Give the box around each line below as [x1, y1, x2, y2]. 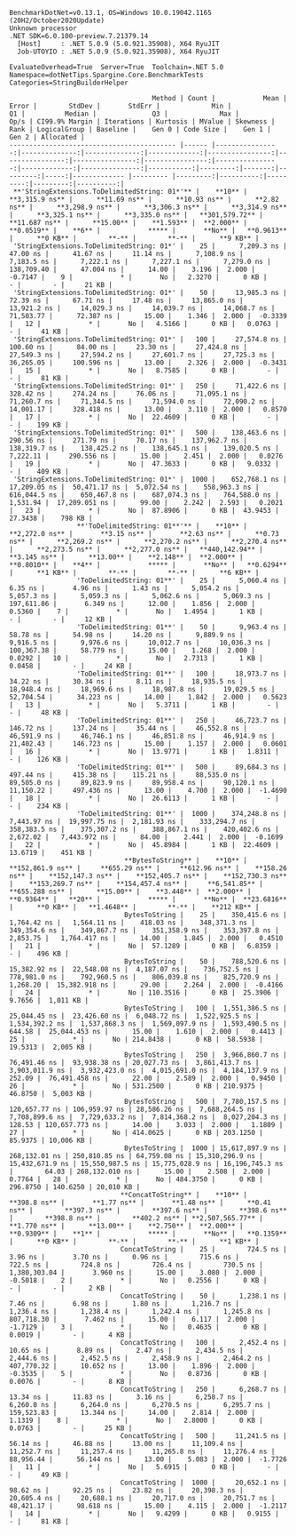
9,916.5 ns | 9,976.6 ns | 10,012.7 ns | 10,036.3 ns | [9, 638, 272, 647]
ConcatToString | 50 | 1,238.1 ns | [120, 1291, 288, 1300]
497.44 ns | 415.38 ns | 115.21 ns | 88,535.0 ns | [9, 771, 248, 779]
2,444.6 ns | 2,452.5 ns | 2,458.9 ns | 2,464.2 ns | [9, 1354, 272, 1363]
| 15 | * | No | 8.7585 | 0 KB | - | [9, 366, 279, 375]
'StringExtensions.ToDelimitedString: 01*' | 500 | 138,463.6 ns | [12, 428, 288, 437]
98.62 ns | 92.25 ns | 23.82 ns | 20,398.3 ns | [9, 1486, 244, 1495]
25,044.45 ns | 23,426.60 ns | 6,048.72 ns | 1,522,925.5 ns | [9, 1011, 260, 1020]
